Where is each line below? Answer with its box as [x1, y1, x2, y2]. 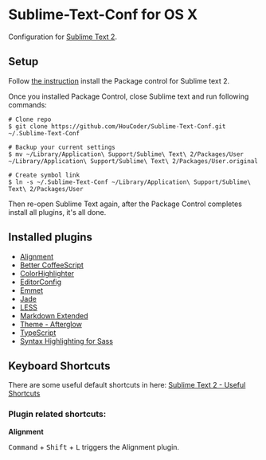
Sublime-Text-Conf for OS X [8, 6, 198, 24]
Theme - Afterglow [19, 319, 82, 329]
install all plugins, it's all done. [8, 207, 107, 216]
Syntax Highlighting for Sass [19, 336, 114, 345]
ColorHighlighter [19, 268, 74, 278]
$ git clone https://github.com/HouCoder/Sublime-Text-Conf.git [8, 122, 226, 131]
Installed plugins [8, 231, 93, 244]
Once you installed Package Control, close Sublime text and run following [8, 92, 249, 101]
